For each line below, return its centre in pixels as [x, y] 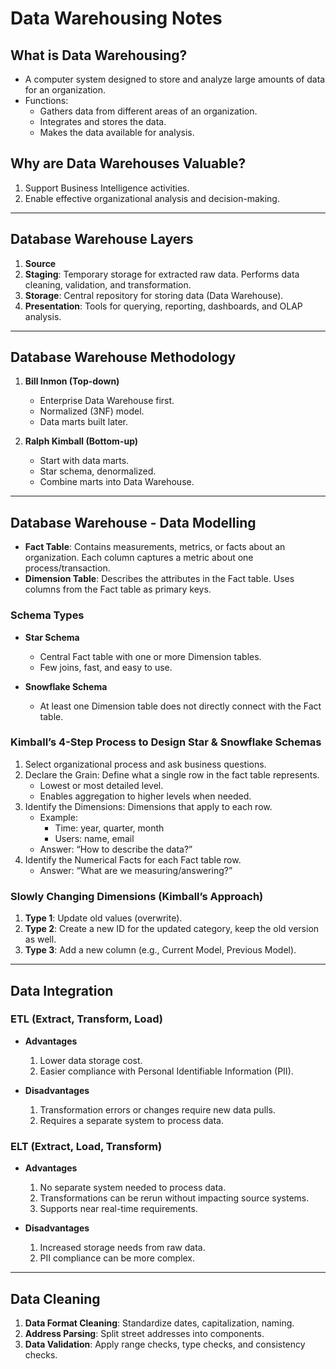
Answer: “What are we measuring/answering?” [136, 870]
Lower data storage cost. [91, 1060]
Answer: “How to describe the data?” [116, 849]
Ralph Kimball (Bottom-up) [81, 441]
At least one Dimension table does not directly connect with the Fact [180, 706]
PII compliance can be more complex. [117, 1258]
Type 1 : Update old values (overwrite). [103, 918]
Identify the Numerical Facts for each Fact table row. [133, 859]
